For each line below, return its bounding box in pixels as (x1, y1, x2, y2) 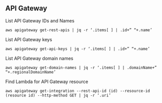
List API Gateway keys (5, 36, 52, 42)
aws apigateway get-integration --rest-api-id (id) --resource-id (5, 88, 150, 93)
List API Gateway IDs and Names (5, 17, 75, 23)
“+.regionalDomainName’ (5, 69, 56, 74)
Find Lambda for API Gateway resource (5, 79, 89, 85)
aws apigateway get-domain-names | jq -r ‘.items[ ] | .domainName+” (5, 65, 157, 70)
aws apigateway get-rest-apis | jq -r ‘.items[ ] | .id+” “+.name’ (5, 28, 153, 33)
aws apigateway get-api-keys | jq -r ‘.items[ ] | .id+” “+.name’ (5, 46, 150, 51)
